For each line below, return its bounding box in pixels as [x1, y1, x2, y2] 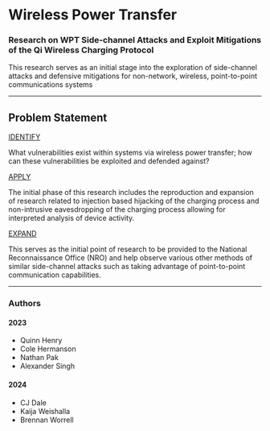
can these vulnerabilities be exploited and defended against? [8, 156, 210, 166]
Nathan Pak [19, 353, 59, 363]
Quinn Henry [19, 336, 63, 346]
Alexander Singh [19, 361, 75, 371]
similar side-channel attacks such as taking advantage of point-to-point [8, 262, 246, 271]
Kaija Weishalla [19, 406, 71, 416]
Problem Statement [8, 110, 108, 124]
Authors [8, 298, 42, 309]
